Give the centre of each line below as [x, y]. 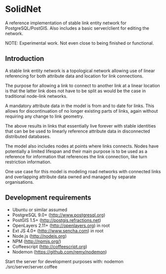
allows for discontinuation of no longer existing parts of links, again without [82, 111]
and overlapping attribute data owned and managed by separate [71, 177]
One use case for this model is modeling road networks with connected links [83, 171]
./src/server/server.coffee [31, 267]
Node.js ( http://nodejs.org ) [39, 236]
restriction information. [28, 162]
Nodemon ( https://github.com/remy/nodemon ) [60, 252]
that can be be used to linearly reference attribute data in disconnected [78, 131]
